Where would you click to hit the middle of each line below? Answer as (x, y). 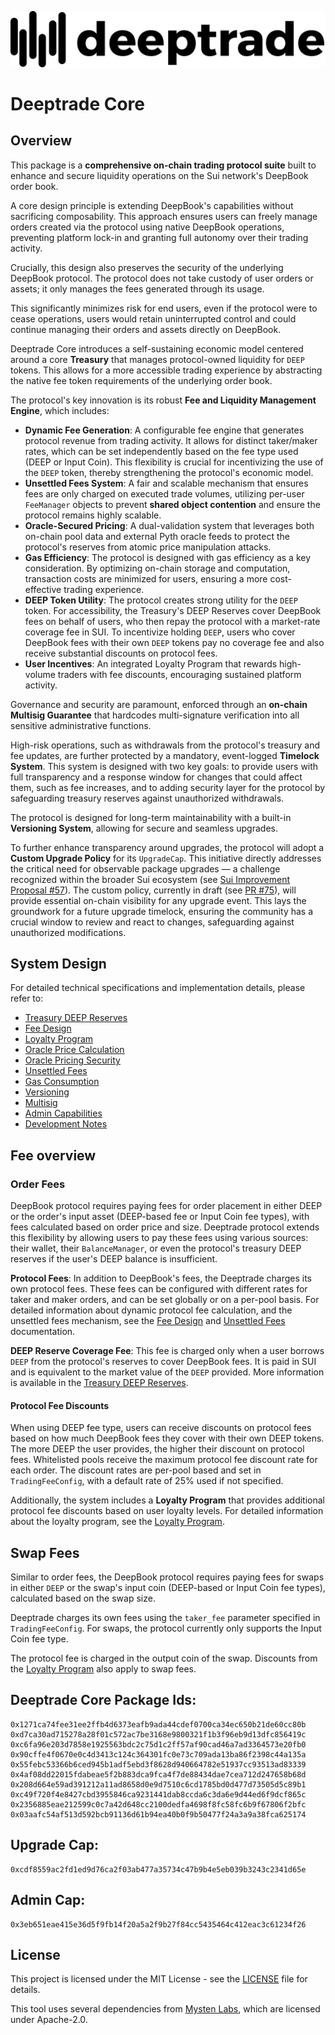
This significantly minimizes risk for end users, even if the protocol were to (164, 308)
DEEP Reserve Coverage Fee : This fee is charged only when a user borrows (167, 1351)
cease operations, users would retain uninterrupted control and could (153, 318)
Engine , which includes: (60, 410)
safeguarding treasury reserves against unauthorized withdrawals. (147, 798)
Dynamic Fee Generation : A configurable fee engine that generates (164, 430)
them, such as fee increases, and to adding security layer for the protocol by (168, 787)
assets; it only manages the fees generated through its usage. (137, 288)
